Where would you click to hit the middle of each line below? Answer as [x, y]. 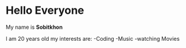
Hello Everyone [45, 10]
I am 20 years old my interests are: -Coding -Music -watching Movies [93, 38]
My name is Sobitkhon [34, 27]
